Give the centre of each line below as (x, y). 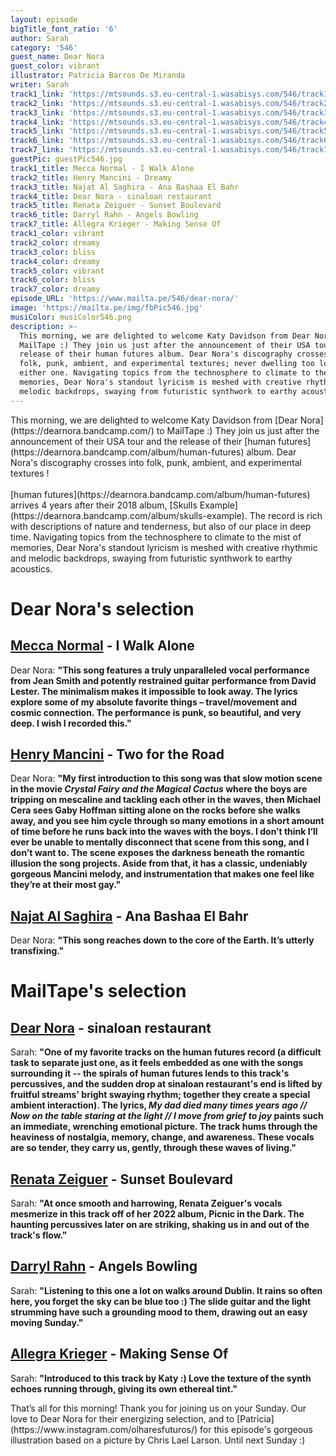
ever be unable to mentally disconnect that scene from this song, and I (160, 842)
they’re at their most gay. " (66, 885)
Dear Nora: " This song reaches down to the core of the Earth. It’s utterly (162, 940)
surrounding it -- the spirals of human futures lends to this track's (150, 1073)
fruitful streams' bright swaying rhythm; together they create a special (160, 1095)
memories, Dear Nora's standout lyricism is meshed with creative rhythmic (164, 547)
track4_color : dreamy (55, 261)
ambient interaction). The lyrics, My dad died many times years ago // (159, 1105)
